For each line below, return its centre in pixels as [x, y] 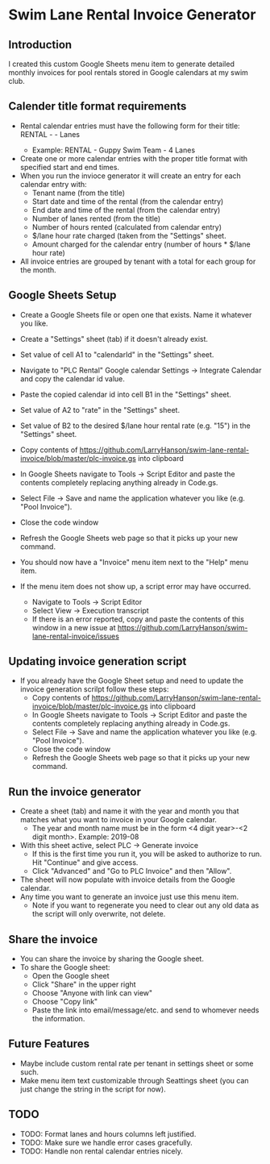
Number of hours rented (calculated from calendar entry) [127, 227]
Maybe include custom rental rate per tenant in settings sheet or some [137, 1063]
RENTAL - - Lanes [50, 134]
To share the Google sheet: [65, 967]
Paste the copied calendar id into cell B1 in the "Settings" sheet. [126, 394]
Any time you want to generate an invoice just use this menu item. [129, 897]
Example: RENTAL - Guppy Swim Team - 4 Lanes [114, 150]
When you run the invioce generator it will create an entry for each [131, 176]
